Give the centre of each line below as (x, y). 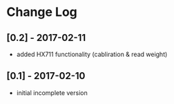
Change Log (42, 12)
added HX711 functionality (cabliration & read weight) (92, 54)
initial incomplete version (52, 93)
